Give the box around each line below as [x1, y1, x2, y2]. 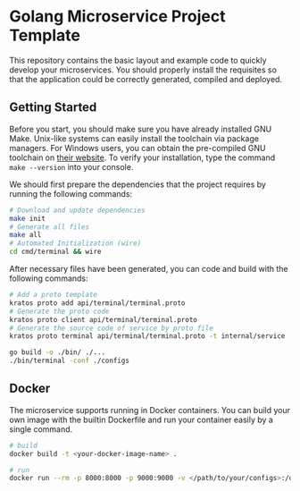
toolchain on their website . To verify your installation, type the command [9, 152, 275, 163]
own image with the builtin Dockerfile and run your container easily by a [9, 414, 274, 425]
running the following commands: [9, 188, 133, 199]
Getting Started [9, 100, 97, 115]
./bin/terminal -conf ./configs [9, 356, 129, 366]
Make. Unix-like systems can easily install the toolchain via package [9, 132, 259, 144]
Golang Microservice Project [9, 6, 226, 27]
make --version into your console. [9, 161, 134, 172]
